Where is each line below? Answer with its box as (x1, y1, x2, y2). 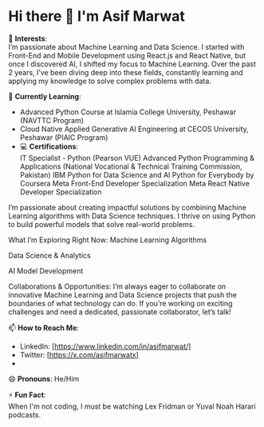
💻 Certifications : (19, 142, 78, 151)
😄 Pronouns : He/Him (8, 373, 80, 383)
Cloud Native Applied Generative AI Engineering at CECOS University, (19, 124, 249, 134)
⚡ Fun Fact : (8, 389, 46, 399)
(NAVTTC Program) (19, 115, 85, 125)
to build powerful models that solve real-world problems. (8, 219, 195, 229)
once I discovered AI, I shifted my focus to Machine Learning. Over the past (8, 59, 257, 69)
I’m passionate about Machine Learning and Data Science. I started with (8, 42, 245, 51)
